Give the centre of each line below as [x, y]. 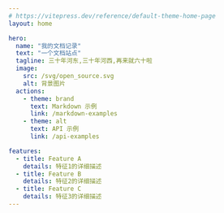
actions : [30, 91]
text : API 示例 [54, 129]
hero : [17, 38]
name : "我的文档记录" [48, 46]
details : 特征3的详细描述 [62, 197]
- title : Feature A [49, 159]
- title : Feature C [49, 189]
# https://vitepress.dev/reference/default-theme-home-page [112, 16]
